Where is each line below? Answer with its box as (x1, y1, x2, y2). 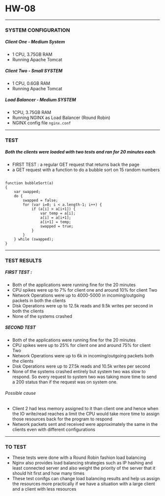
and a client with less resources (12, 486, 77, 492)
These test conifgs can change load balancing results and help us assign (12, 476, 160, 482)
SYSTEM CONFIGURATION (5, 27, 70, 34)
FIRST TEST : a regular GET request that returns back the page (12, 161, 140, 167)
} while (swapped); (14, 236, 54, 242)
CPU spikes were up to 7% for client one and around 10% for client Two (12, 287, 158, 293)
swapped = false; (23, 198, 58, 203)
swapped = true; (40, 224, 74, 229)
